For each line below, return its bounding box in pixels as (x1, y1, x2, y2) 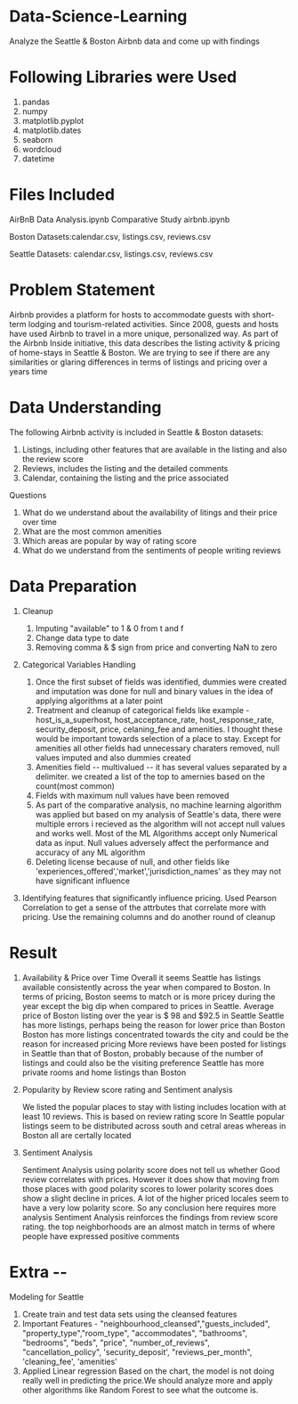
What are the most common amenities (21, 526, 162, 537)
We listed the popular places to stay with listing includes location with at (21, 1101, 286, 1112)
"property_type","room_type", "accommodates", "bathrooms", (21, 1327, 247, 1338)
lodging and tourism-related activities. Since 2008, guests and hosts (28, 318, 279, 329)
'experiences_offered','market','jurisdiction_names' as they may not (35, 866, 282, 876)
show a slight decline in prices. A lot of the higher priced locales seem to (21, 1193, 289, 1203)
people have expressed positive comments (21, 1230, 180, 1241)
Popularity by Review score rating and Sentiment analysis (21, 1084, 233, 1095)
